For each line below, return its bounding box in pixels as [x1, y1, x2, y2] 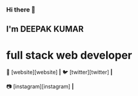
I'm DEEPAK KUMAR [6, 24, 84, 34]
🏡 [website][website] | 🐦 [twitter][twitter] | [6, 69, 113, 76]
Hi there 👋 [6, 5, 36, 14]
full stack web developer [6, 48, 133, 62]
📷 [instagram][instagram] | [6, 83, 74, 90]
